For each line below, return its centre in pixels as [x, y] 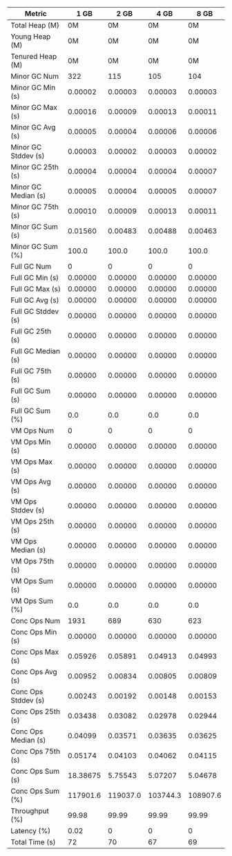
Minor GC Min [33, 87]
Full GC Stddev [35, 311]
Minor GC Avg [33, 127]
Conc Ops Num [36, 621]
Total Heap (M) [35, 25]
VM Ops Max [32, 462]
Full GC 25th [31, 331]
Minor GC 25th [35, 167]
